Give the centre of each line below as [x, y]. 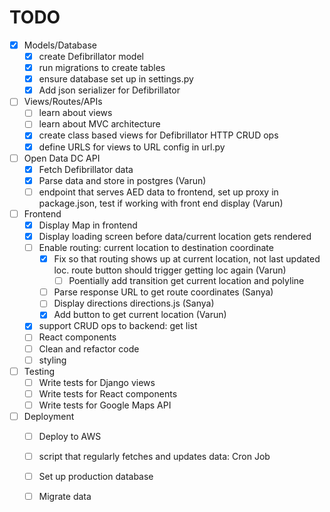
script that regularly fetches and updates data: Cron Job [154, 456]
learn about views [75, 113]
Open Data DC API [62, 158]
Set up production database [96, 477]
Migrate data [65, 497]
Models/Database [60, 45]
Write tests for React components [108, 393]
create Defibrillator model [91, 56]
